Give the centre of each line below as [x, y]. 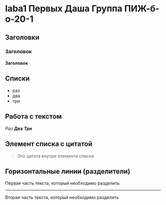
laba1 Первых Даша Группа [64, 9]
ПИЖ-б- [142, 9]
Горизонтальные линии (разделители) [68, 171]
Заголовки [22, 37]
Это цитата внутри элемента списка [56, 156]
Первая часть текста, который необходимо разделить [62, 183]
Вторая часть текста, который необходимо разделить [62, 198]
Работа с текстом [34, 117]
